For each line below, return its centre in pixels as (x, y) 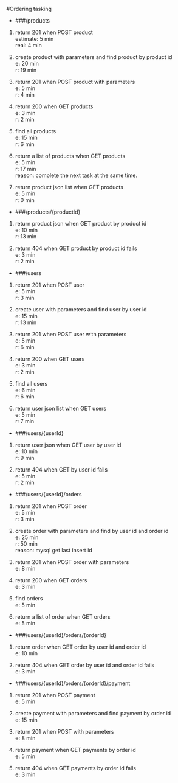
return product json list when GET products (69, 187)
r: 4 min (25, 95)
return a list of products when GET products (70, 156)
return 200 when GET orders (51, 580)
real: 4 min (29, 45)
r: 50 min (26, 544)
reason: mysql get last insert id (53, 550)
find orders (29, 598)
